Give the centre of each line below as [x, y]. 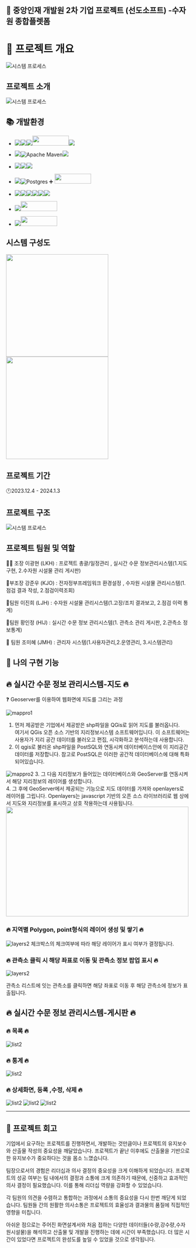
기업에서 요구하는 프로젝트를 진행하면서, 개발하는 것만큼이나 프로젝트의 [86, 1144]
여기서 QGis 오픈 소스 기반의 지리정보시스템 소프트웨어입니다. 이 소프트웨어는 [102, 732]
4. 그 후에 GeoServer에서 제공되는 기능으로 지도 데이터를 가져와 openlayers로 [95, 788]
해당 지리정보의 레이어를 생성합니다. [52, 781]
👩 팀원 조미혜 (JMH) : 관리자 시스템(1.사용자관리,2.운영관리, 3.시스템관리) [90, 642]
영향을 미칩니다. [24, 1212]
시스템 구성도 [28, 243]
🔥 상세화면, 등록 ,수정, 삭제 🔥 [44, 1089]
